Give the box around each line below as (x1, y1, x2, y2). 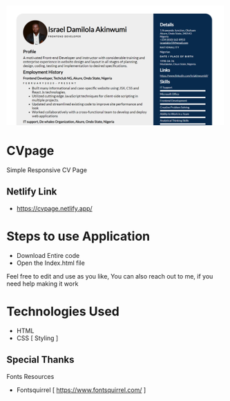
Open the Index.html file (16, 259, 86, 267)
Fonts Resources (6, 372, 55, 380)
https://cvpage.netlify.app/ (16, 204, 93, 212)
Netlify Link (6, 186, 57, 198)
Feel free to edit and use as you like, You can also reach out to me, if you (6, 272, 213, 280)
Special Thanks (6, 354, 75, 366)
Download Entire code (16, 251, 80, 259)
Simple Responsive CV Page (6, 166, 88, 174)
